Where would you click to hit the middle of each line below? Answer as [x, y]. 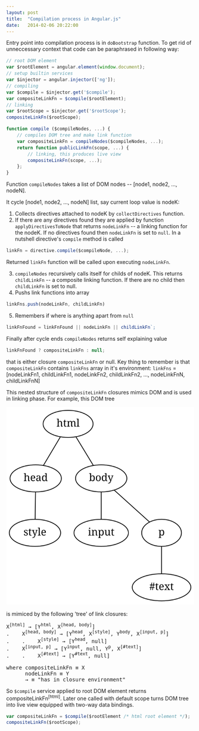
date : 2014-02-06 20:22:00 [42, 25]
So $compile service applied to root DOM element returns [77, 690]
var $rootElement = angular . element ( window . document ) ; [76, 67]
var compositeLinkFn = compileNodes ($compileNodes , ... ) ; [90, 141]
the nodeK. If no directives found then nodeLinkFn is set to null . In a [98, 233]
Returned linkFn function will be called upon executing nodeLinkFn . [88, 262]
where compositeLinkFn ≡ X [46, 668]
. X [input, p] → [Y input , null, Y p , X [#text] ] [74, 648]
